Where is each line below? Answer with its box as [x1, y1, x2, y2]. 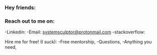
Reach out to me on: [5, 17, 55, 24]
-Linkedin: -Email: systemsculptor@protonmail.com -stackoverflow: [5, 29, 145, 35]
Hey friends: [5, 4, 36, 11]
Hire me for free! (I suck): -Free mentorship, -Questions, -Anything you [5, 39, 152, 45]
